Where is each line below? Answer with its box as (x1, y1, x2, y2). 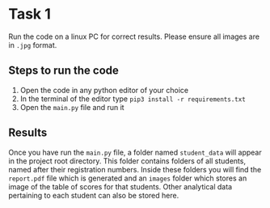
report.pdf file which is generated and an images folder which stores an (8, 173, 247, 183)
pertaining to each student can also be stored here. (8, 190, 179, 200)
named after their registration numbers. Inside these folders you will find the (8, 164, 262, 174)
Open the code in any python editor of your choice (19, 85, 189, 95)
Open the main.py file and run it (19, 102, 124, 112)
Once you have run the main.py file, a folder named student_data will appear (8, 147, 263, 157)
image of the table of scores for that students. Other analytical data (8, 181, 233, 191)
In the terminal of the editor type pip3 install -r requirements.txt (19, 94, 247, 104)
